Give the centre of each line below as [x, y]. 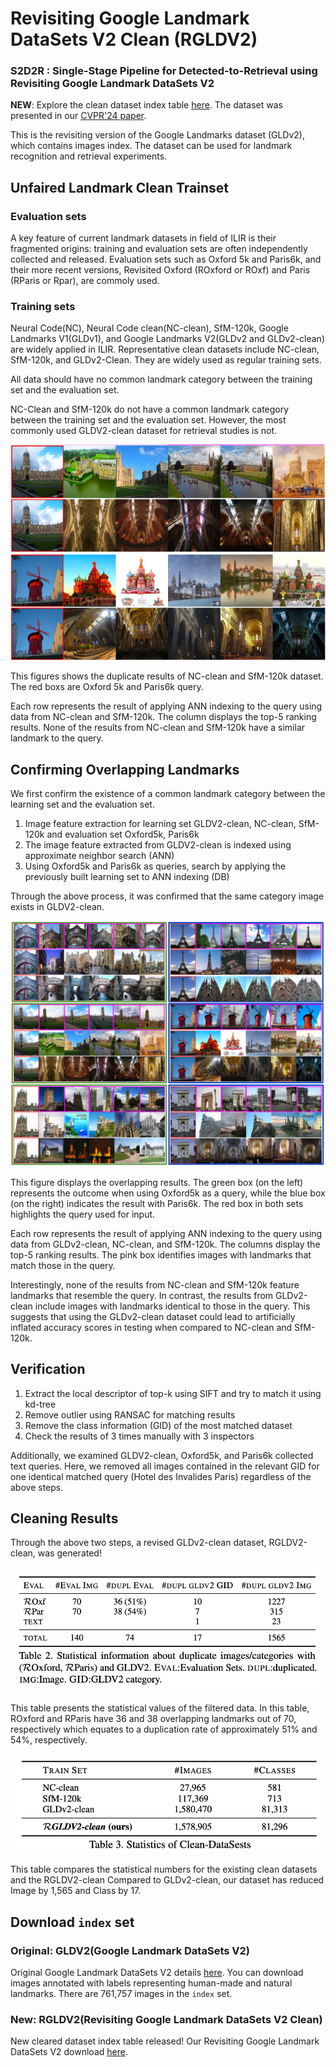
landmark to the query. [57, 738]
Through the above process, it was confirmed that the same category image [167, 896]
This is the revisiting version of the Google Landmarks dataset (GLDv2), [158, 135]
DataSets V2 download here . [69, 2052]
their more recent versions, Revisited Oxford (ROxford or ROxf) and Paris [160, 270]
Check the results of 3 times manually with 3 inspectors [139, 1436]
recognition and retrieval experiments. [89, 156]
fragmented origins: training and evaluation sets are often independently [159, 249]
